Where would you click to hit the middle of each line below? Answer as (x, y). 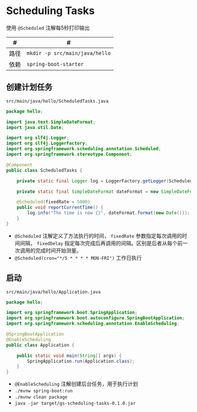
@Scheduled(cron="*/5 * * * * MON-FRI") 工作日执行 (78, 258)
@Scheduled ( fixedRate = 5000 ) (54, 202)
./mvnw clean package (41, 397)
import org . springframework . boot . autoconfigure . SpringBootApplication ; (95, 318)
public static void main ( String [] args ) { (69, 356)
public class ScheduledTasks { (44, 170)
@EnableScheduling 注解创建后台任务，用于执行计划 (76, 384)
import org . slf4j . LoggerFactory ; (47, 144)
